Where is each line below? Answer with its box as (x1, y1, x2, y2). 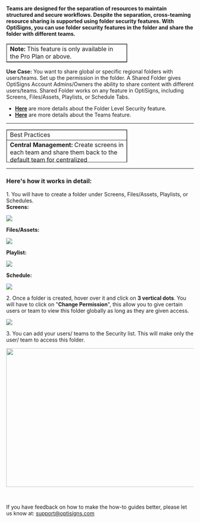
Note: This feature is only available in (10, 45, 114, 53)
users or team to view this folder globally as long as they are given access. (6, 307, 189, 314)
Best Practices (10, 131, 51, 139)
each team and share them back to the (10, 148, 118, 156)
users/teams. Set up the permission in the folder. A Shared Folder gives (6, 75, 182, 82)
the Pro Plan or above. (10, 53, 72, 61)
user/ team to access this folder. (6, 336, 85, 343)
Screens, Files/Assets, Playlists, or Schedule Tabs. (6, 93, 130, 101)
